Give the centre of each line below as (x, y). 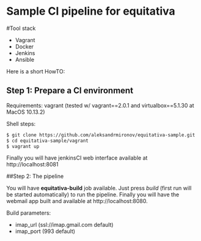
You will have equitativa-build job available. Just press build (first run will (99, 188)
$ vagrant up (23, 146)
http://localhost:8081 (32, 165)
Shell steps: (21, 124)
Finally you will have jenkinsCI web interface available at (77, 158)
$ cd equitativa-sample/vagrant (47, 141)
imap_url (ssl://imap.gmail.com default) (64, 225)
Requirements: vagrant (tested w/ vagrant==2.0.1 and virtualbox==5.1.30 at (100, 105)
